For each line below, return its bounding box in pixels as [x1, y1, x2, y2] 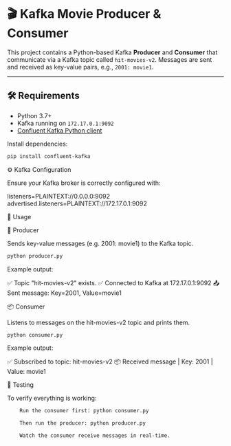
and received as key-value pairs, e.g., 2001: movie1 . [7, 63, 154, 71]
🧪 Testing [7, 381, 34, 389]
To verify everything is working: [7, 394, 97, 403]
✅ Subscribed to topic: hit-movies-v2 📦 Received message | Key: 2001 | [7, 357, 213, 366]
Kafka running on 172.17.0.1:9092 [16, 119, 114, 127]
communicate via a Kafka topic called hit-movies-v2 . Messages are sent [7, 55, 212, 63]
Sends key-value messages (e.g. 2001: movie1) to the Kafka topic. [7, 239, 194, 247]
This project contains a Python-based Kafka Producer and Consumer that [7, 48, 218, 56]
